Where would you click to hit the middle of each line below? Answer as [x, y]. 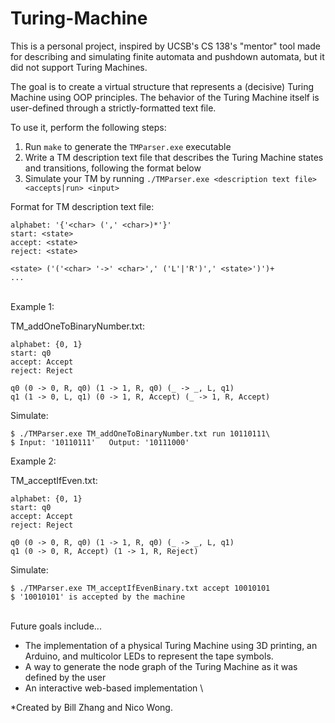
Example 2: [33, 461]
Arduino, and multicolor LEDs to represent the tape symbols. [149, 656]
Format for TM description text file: [82, 206]
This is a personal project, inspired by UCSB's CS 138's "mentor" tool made [165, 46]
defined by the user [65, 677]
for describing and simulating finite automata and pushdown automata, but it [167, 56]
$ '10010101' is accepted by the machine [98, 597]
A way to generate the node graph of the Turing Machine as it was [161, 666]
